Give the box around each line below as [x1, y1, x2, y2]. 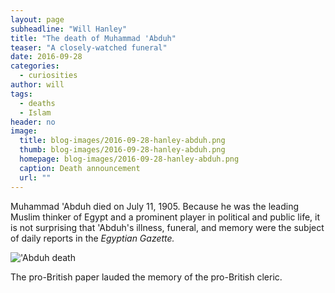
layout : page [10, 14, 65, 25]
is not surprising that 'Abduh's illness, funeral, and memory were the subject [10, 221, 325, 233]
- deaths [19, 98, 56, 108]
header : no [10, 117, 56, 127]
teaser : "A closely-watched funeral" [10, 42, 168, 53]
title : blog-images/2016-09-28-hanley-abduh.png [19, 136, 226, 146]
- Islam [19, 107, 52, 118]
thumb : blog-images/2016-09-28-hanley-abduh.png [19, 145, 226, 155]
